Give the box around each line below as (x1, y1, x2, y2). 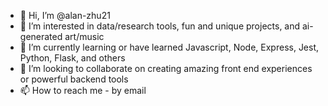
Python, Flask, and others (19, 52, 126, 64)
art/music (64, 31, 105, 42)
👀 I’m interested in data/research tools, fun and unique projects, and (19, 20, 301, 32)
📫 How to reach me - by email (19, 85, 147, 96)
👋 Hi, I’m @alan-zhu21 (19, 10, 111, 21)
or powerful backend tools (19, 73, 129, 85)
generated (19, 31, 63, 42)
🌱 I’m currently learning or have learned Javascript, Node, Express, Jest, (19, 41, 320, 53)
